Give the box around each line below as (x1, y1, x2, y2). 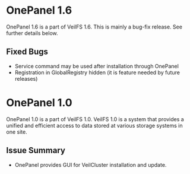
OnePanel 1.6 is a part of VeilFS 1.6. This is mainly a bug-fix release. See (6, 23, 183, 30)
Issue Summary (6, 145, 65, 156)
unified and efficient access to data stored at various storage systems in (6, 122, 183, 129)
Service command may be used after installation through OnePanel (14, 62, 179, 69)
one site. (6, 128, 28, 135)
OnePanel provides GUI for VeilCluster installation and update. (14, 161, 167, 168)
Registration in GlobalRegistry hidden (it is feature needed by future (14, 69, 180, 76)
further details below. (6, 29, 58, 36)
